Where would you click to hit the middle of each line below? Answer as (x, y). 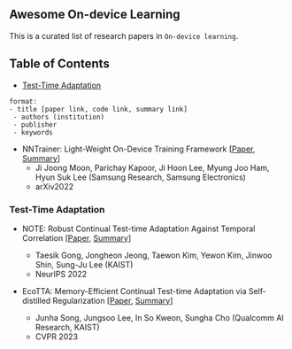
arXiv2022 (54, 186)
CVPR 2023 (56, 337)
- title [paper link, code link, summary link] (99, 109)
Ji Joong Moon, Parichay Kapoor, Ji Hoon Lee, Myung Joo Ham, (152, 167)
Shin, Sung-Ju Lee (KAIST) (84, 264)
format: (23, 101)
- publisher (35, 124)
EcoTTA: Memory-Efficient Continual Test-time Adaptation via (134, 291)
